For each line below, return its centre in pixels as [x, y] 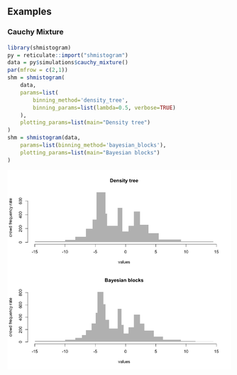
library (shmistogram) [39, 48]
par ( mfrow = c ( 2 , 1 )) [38, 70]
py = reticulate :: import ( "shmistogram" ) [68, 55]
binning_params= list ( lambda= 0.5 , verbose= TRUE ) [104, 107]
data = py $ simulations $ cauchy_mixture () [68, 63]
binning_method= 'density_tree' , [81, 100]
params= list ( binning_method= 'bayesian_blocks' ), [93, 145]
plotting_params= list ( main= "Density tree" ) [86, 123]
